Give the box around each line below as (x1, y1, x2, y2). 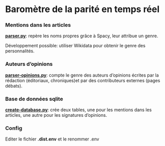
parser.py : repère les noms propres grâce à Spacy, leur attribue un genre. (5, 33, 158, 39)
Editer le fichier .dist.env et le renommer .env (5, 136, 99, 142)
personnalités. (5, 48, 35, 54)
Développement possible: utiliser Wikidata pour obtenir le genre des (5, 43, 145, 49)
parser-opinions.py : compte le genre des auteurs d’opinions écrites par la (5, 72, 159, 78)
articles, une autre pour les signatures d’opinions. (5, 112, 107, 118)
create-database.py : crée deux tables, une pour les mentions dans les (5, 107, 152, 113)
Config (5, 125, 23, 131)
